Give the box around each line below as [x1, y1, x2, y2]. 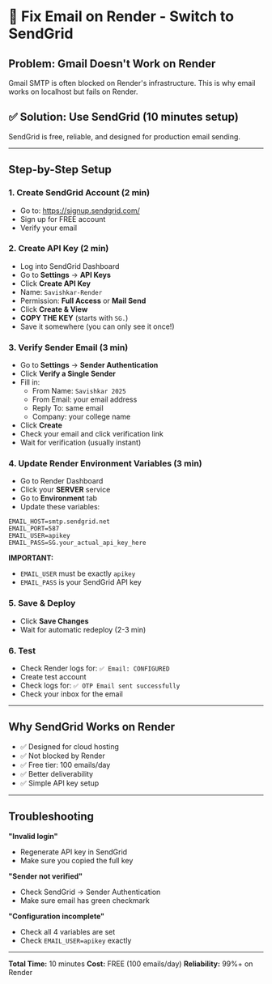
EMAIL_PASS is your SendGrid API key [19, 577, 142, 587]
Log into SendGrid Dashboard [19, 261, 120, 270]
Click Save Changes [19, 616, 89, 626]
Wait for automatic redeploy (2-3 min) [19, 624, 147, 634]
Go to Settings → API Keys [19, 270, 112, 279]
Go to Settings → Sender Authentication [19, 360, 159, 370]
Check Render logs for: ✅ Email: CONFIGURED [19, 663, 170, 673]
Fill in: [19, 377, 40, 387]
